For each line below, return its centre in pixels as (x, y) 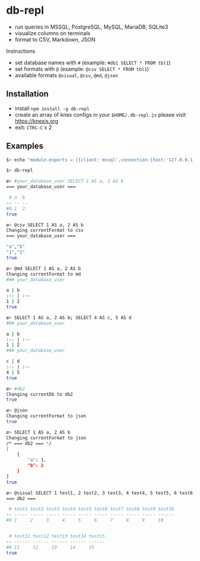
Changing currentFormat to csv (45, 230)
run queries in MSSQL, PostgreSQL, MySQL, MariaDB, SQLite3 (91, 27)
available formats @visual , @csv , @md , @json (66, 75)
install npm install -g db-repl (52, 108)
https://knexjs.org (36, 121)
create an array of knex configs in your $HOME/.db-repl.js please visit (100, 114)
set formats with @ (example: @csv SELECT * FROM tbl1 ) (82, 68)
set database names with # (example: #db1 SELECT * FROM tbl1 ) (93, 63)
